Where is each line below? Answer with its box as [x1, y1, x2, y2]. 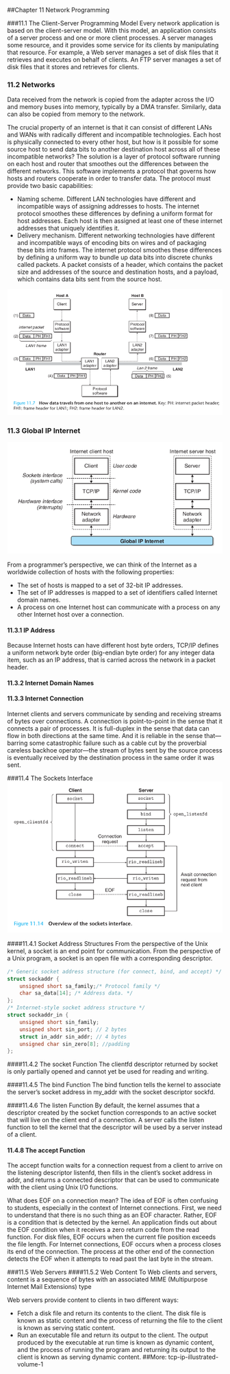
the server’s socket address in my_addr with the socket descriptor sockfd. [7, 1088, 216, 1096]
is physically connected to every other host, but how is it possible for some [7, 138, 219, 146]
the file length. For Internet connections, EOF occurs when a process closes [7, 1240, 221, 1248]
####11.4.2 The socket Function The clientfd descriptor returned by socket [7, 1060, 218, 1069]
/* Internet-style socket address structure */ [7, 1004, 146, 1011]
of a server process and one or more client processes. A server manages [7, 34, 214, 42]
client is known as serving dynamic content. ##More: [16, 1353, 167, 1361]
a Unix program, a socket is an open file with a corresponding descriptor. [7, 953, 213, 962]
